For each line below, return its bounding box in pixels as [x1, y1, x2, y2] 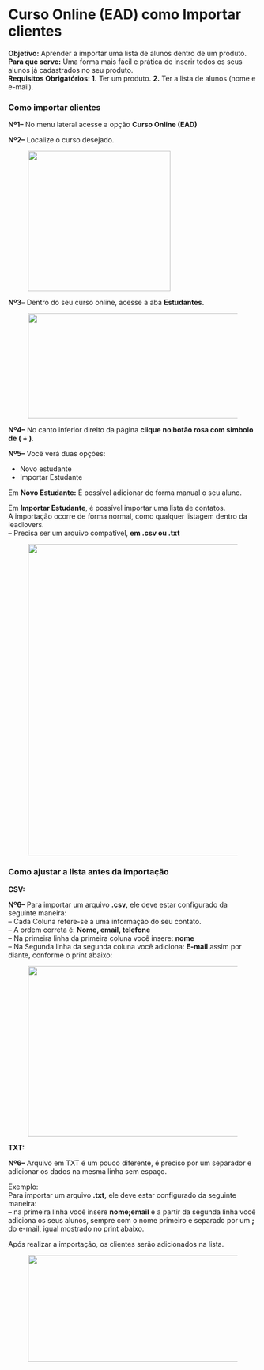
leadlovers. [8, 520, 45, 530]
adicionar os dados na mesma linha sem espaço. [8, 1166, 168, 1176]
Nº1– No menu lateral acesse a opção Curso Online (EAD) [8, 120, 198, 130]
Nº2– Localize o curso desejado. [8, 135, 115, 145]
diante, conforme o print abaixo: [8, 950, 113, 960]
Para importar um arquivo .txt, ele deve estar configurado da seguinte [8, 1190, 237, 1199]
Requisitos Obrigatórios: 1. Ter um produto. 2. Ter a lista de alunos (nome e [8, 74, 256, 83]
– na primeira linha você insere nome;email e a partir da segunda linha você [8, 1207, 256, 1217]
